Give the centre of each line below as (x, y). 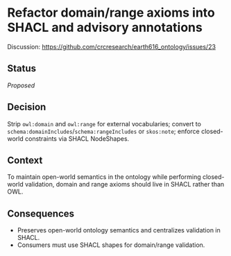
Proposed (21, 85)
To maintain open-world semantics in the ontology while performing (104, 177)
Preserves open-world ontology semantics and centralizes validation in (119, 230)
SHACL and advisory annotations (105, 27)
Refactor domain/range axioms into (111, 13)
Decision (27, 107)
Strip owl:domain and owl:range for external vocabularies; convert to (104, 123)
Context (25, 160)
